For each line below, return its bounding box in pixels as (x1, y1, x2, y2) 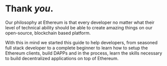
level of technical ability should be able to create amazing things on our (5, 24, 153, 30)
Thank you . (5, 3, 54, 14)
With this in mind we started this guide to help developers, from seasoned (5, 39, 158, 45)
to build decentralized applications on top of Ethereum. (5, 55, 119, 61)
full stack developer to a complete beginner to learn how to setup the (5, 45, 148, 51)
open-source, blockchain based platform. (5, 30, 91, 36)
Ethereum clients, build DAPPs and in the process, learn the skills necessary (5, 50, 162, 56)
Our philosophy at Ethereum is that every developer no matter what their (5, 19, 154, 25)
